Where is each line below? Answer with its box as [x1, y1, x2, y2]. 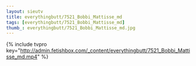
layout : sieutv [6, 8, 44, 15]
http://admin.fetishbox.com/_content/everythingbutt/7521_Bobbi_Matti [20, 47, 190, 54]
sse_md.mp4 [6, 53, 38, 60]
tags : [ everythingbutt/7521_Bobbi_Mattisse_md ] [6, 19, 125, 25]
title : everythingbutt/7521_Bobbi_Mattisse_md [6, 14, 122, 20]
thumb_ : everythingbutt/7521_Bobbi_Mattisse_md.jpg [6, 25, 135, 31]
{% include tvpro [6, 41, 47, 48]
